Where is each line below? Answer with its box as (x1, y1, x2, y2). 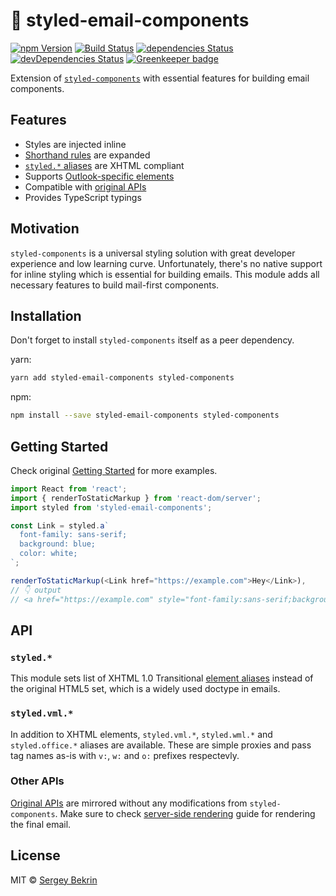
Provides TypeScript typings (24, 191, 142, 203)
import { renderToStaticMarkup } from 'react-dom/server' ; (10, 493, 262, 503)
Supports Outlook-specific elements (24, 170, 175, 182)
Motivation (10, 220, 80, 238)
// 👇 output (10, 585, 62, 595)
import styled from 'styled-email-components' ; (10, 502, 213, 513)
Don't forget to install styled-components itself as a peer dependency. (10, 334, 295, 346)
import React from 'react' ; (10, 484, 128, 494)
